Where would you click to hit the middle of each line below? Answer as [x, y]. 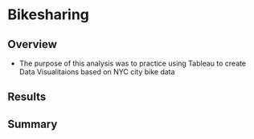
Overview [33, 44]
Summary [33, 124]
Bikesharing [49, 15]
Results [27, 97]
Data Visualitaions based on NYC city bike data [97, 72]
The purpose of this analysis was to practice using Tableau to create [133, 63]
